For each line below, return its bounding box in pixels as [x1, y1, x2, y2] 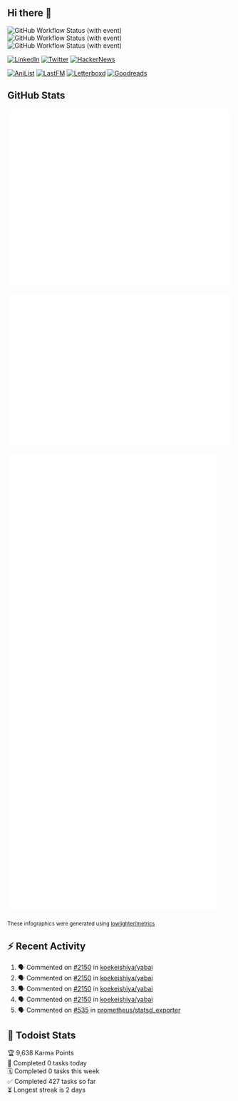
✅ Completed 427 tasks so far [7, 1077, 96, 1086]
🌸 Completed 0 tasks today [7, 1059, 87, 1067]
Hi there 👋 [7, 7, 52, 19]
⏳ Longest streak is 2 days [7, 1085, 86, 1095]
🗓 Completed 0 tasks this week [7, 1067, 100, 1075]
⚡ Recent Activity [7, 941, 86, 952]
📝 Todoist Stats [7, 1029, 76, 1041]
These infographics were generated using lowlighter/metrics [7, 920, 155, 927]
